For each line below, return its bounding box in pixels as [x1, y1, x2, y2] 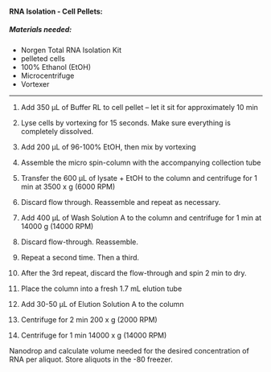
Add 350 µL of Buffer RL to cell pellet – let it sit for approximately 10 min [20, 102, 258, 112]
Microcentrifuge [20, 71, 75, 80]
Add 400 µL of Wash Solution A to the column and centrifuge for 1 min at [20, 213, 262, 223]
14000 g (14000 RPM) [20, 221, 94, 231]
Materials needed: [9, 25, 72, 35]
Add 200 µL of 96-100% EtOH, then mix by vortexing [20, 141, 196, 152]
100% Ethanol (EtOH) [20, 62, 92, 72]
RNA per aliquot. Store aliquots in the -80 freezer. [9, 354, 174, 364]
